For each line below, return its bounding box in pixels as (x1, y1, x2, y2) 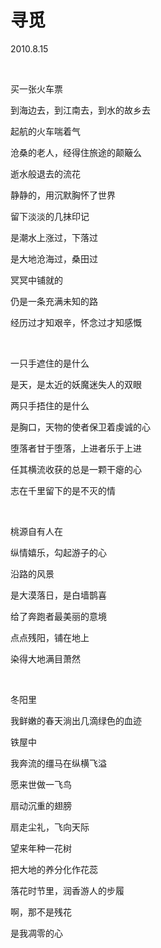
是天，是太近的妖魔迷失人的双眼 (10, 378, 142, 390)
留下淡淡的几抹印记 (10, 210, 90, 222)
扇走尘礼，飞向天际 (10, 821, 90, 833)
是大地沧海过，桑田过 (10, 252, 98, 265)
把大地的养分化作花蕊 (10, 863, 98, 875)
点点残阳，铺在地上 (10, 631, 90, 643)
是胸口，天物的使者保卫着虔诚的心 (10, 421, 151, 433)
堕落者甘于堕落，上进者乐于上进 (10, 442, 142, 454)
